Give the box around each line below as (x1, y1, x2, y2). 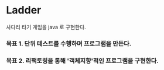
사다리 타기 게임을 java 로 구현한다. (6, 23, 86, 30)
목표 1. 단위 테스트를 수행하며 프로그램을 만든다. (6, 39, 132, 47)
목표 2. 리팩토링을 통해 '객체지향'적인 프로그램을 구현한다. (6, 57, 159, 65)
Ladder (6, 3, 42, 17)
